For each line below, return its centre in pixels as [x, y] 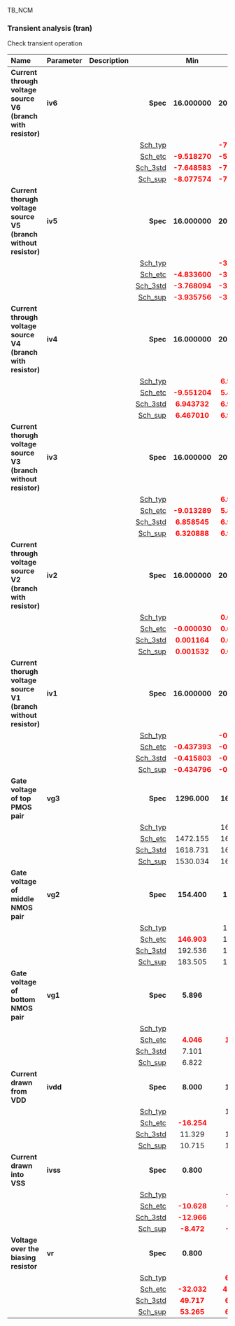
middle [22, 899]
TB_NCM [20, 10]
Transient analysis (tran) [50, 28]
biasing [23, 1257]
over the [25, 1249]
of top [21, 798]
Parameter [64, 61]
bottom [23, 1000]
